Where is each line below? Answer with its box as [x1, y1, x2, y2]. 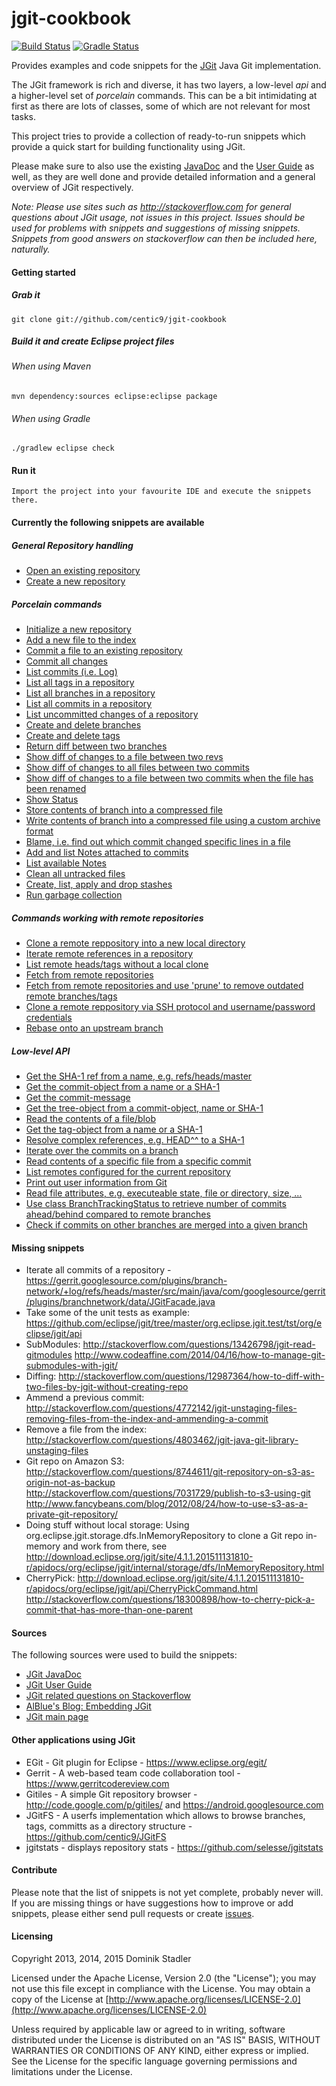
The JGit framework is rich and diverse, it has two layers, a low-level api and [11, 78, 327, 91]
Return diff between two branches [25, 740, 168, 752]
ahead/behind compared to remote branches [25, 1208, 211, 1220]
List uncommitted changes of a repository [25, 708, 199, 721]
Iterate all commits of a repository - [25, 1264, 172, 1276]
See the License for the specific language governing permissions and [11, 2055, 298, 2067]
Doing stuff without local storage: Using [25, 1519, 190, 1531]
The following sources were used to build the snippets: [11, 1649, 238, 1661]
